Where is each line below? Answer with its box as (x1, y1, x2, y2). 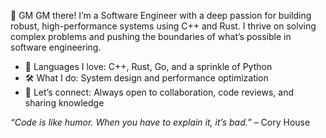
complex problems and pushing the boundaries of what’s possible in (10, 31, 292, 42)
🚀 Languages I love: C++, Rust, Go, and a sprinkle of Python (24, 61, 273, 72)
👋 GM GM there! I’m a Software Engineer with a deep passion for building (10, 10, 312, 21)
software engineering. (10, 41, 102, 53)
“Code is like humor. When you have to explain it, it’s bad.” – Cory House (10, 116, 311, 128)
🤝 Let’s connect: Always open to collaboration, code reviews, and (24, 86, 295, 98)
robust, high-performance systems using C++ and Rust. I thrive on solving (10, 20, 317, 32)
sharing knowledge (24, 97, 105, 109)
